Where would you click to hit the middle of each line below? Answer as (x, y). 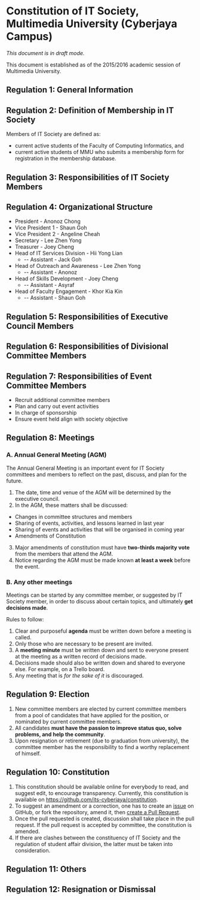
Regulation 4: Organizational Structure (80, 207)
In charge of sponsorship (46, 412)
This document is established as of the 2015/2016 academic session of (93, 65)
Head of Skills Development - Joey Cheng (66, 279)
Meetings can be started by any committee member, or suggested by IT (94, 595)
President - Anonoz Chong (47, 221)
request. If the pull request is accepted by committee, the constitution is (103, 825)
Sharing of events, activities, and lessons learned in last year (90, 523)
